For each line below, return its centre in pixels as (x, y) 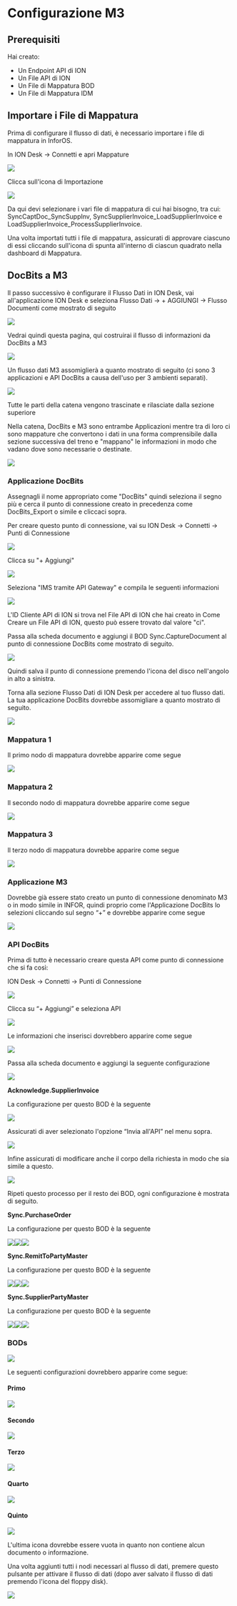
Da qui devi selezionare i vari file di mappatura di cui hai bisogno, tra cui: (114, 209)
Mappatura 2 (30, 787)
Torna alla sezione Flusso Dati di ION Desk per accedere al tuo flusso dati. (116, 692)
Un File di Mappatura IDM (55, 93)
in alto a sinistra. (31, 678)
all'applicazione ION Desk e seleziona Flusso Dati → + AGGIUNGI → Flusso (117, 300)
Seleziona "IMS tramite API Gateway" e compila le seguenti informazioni (114, 587)
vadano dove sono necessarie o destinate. (70, 449)
